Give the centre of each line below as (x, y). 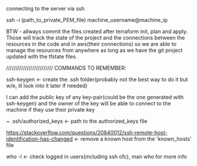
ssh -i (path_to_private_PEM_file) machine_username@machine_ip (87, 20)
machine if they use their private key (51, 110)
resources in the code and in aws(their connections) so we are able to (91, 44)
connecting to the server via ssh (45, 9)
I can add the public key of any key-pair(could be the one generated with (95, 97)
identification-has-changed (39, 139)
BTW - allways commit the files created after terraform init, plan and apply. (97, 31)
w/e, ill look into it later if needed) (47, 86)
